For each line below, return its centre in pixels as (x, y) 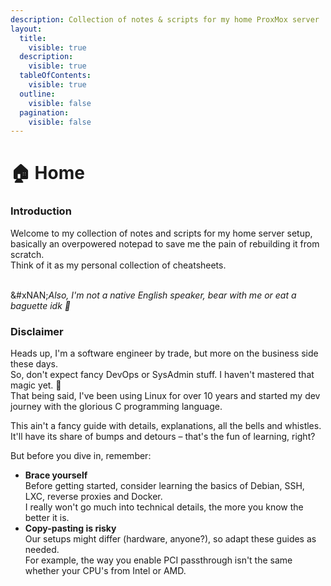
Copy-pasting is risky (70, 528)
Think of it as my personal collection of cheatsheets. (118, 265)
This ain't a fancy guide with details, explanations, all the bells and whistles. (166, 426)
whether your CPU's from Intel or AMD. (105, 571)
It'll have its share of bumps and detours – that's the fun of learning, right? (163, 437)
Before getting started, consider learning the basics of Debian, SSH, (164, 486)
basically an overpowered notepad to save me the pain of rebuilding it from (165, 243)
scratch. (27, 254)
